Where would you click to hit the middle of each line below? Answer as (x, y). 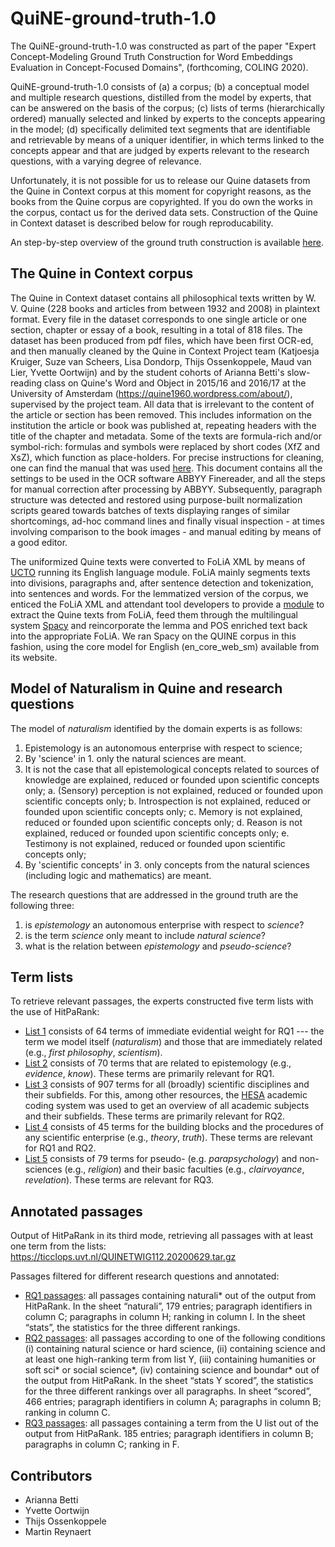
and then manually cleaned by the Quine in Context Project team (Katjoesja (165, 351)
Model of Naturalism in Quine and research (146, 688)
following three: (42, 905)
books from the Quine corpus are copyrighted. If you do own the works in (161, 201)
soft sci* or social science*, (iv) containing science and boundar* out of (172, 1370)
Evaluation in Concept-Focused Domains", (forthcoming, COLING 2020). (159, 67)
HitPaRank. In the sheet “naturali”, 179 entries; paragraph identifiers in (168, 1306)
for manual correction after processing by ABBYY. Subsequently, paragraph (166, 489)
